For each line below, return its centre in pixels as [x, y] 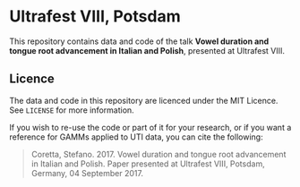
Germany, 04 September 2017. [87, 173]
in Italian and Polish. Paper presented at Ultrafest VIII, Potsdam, [148, 164]
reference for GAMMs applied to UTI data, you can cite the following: [136, 137]
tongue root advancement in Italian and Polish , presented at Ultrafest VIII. [147, 50]
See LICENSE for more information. [72, 110]
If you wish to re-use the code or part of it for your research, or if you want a [150, 127]
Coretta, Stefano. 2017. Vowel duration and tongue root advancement [159, 154]
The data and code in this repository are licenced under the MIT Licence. [144, 100]
